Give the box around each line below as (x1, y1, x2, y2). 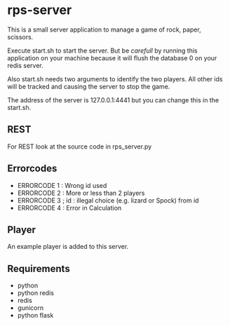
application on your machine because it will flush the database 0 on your (7, 53, 217, 62)
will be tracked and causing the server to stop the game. (7, 82, 170, 90)
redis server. (7, 61, 43, 69)
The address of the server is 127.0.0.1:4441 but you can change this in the (7, 95, 219, 104)
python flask (17, 311, 54, 320)
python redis (17, 289, 55, 297)
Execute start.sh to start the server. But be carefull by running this (7, 46, 198, 55)
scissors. (7, 32, 34, 41)
